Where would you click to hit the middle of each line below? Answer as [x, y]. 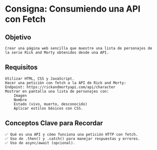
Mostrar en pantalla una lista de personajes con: [57, 91]
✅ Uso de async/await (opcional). [40, 143]
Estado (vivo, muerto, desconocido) [51, 104]
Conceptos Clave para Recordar [54, 123]
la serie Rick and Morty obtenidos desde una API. [57, 52]
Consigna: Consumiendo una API [73, 9]
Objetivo [18, 37]
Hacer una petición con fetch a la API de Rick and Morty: [66, 83]
